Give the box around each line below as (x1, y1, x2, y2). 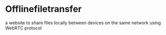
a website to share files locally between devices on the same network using (5, 20, 161, 26)
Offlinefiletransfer (5, 3, 82, 15)
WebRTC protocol (5, 25, 42, 31)
